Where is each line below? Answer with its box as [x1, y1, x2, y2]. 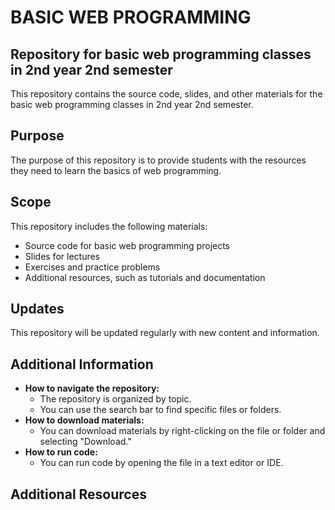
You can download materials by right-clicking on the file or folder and [39, 425, 326, 437]
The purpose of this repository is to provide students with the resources [10, 154, 307, 166]
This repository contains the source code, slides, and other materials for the [10, 88, 323, 100]
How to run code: [24, 446, 98, 458]
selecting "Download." [39, 436, 132, 448]
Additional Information [10, 356, 154, 373]
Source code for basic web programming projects [24, 239, 231, 251]
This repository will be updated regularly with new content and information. [10, 327, 320, 339]
